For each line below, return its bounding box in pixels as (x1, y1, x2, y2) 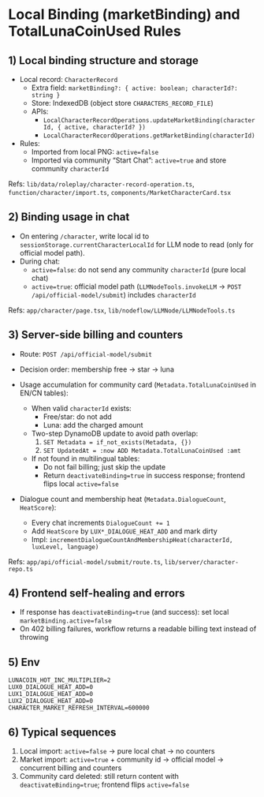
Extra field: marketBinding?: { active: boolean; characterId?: (31, 83, 238, 92)
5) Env (8, 655, 41, 668)
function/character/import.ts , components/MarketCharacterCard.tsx (8, 188, 231, 196)
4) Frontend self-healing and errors (8, 586, 185, 601)
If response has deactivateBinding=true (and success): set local (19, 608, 229, 617)
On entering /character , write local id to (19, 231, 150, 241)
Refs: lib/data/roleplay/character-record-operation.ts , (8, 179, 195, 189)
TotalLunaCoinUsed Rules (8, 22, 181, 40)
